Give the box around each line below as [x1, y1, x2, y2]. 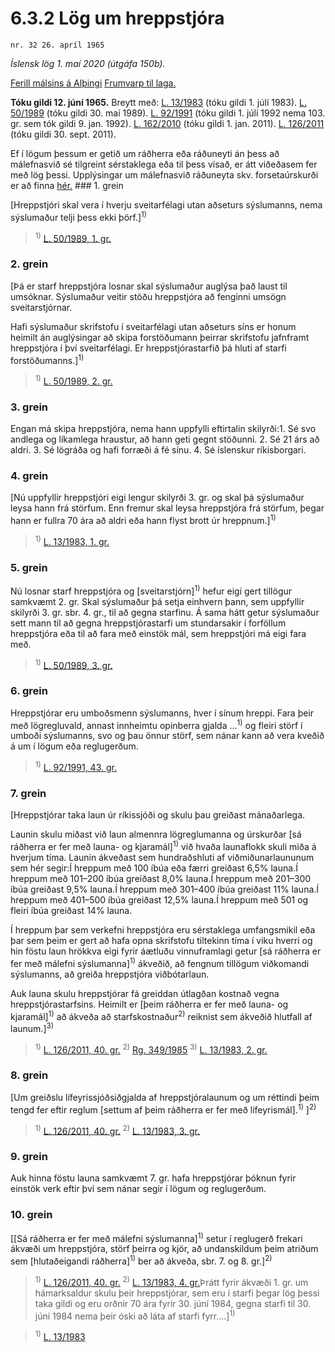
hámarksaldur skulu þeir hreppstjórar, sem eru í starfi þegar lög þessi [34, 1287, 320, 1299]
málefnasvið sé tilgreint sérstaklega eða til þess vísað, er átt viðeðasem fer [10, 158, 318, 170]
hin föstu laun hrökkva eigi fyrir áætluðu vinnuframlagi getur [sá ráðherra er [10, 945, 322, 957]
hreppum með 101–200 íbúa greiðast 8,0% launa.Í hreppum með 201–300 [10, 872, 312, 884]
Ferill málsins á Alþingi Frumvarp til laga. [10, 77, 177, 89]
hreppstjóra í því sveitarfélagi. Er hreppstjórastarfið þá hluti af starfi [10, 342, 287, 354]
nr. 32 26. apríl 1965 [10, 40, 105, 50]
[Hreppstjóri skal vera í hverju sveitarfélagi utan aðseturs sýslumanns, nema [10, 198, 323, 211]
